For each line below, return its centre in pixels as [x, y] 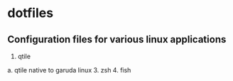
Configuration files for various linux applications [117, 39]
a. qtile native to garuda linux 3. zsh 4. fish [69, 70]
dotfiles [31, 13]
